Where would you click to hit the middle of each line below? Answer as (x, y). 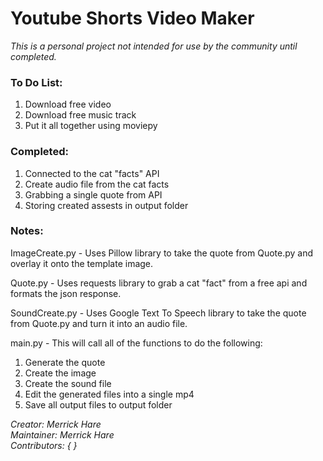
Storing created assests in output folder (106, 205)
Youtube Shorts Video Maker (132, 18)
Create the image (60, 373)
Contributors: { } (44, 445)
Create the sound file (68, 383)
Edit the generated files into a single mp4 (109, 394)
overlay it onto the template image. (82, 263)
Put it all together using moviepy (91, 126)
